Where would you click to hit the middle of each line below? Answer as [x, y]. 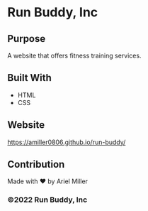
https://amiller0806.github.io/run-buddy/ [67, 142]
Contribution [36, 164]
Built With [29, 78]
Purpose [27, 39]
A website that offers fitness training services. [74, 55]
